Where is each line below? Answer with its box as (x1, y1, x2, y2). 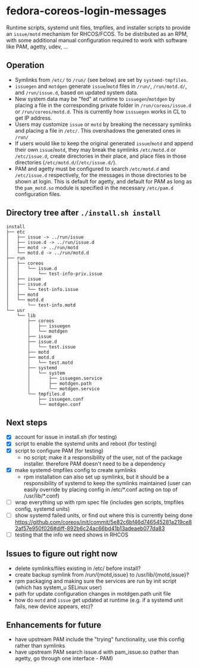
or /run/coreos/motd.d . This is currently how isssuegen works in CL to (14, 108, 186, 115)
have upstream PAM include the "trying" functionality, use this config (14, 636, 185, 643)
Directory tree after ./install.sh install (6, 208, 161, 218)
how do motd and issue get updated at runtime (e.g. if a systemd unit (14, 596, 184, 603)
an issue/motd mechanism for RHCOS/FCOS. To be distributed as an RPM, (6, 30, 188, 37)
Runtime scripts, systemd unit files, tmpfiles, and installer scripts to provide (6, 24, 191, 31)
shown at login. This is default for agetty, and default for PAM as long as (14, 177, 192, 185)
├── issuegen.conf (38, 396, 84, 402)
